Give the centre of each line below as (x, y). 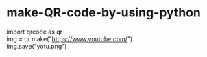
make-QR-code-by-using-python (104, 13)
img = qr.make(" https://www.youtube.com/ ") (70, 38)
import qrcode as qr (35, 32)
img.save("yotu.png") (37, 46)
